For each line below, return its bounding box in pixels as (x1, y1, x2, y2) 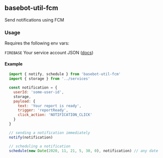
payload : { (13, 99, 36, 104)
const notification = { (9, 85, 57, 90)
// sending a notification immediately (9, 130, 91, 135)
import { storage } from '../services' (9, 76, 91, 81)
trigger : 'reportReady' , (17, 108, 69, 113)
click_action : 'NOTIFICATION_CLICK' (17, 113, 93, 117)
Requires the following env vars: (4, 40, 70, 46)
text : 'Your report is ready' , (17, 103, 82, 108)
